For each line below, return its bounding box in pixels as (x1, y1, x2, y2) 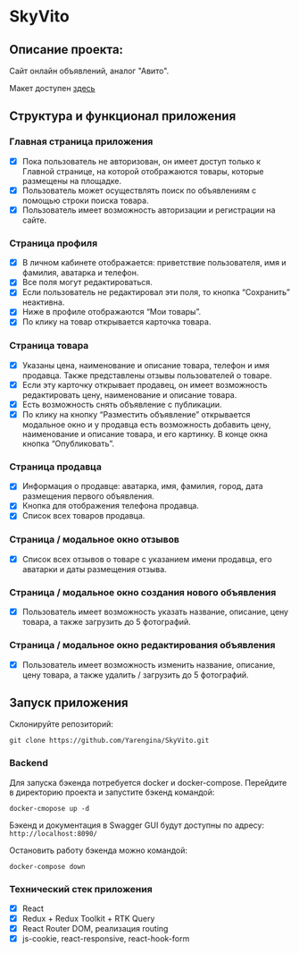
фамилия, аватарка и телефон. (21, 267, 139, 278)
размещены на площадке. (21, 175, 122, 186)
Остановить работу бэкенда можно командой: (9, 845, 187, 856)
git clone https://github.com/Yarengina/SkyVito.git (9, 736, 210, 746)
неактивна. (21, 297, 65, 308)
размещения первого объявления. (21, 491, 154, 502)
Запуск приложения (9, 695, 129, 710)
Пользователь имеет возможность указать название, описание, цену (21, 606, 288, 618)
